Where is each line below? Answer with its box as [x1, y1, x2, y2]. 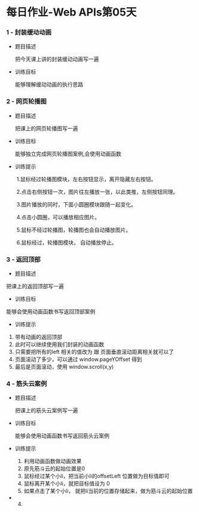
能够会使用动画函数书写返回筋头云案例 [14, 432, 109, 439]
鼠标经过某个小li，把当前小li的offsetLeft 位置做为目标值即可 [23, 473, 170, 480]
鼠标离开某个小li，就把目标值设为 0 [23, 480, 111, 487]
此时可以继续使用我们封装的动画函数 [14, 341, 105, 348]
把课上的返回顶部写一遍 [6, 283, 64, 290]
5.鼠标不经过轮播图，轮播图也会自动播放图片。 [16, 226, 131, 233]
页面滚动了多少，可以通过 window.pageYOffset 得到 [14, 356, 142, 363]
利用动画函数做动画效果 [23, 458, 82, 465]
